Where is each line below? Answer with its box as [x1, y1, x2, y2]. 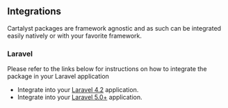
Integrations [7, 6, 61, 17]
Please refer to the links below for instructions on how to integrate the [7, 65, 207, 73]
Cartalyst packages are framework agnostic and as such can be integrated [7, 24, 221, 32]
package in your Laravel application [7, 72, 110, 81]
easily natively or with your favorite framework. [7, 31, 142, 40]
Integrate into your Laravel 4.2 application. [17, 86, 139, 94]
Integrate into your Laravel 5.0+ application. [17, 93, 142, 102]
